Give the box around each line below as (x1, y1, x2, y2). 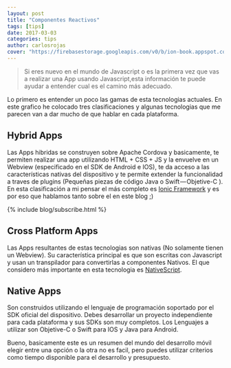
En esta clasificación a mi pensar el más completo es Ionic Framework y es (7, 184, 220, 193)
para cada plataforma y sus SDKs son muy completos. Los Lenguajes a (7, 318, 209, 327)
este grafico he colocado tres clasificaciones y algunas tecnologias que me (7, 102, 221, 111)
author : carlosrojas (7, 42, 67, 49)
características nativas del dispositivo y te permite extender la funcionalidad (7, 170, 223, 178)
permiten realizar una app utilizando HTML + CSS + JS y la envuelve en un (7, 155, 219, 164)
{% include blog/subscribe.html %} (7, 205, 107, 213)
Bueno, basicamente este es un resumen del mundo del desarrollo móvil (7, 338, 212, 347)
